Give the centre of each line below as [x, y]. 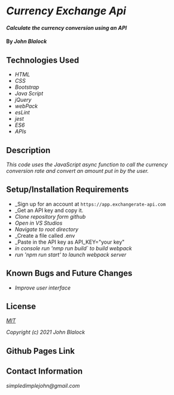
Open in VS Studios [39, 223]
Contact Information [45, 371]
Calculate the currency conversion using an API [67, 27]
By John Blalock [27, 41]
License [21, 307]
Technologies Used [42, 60]
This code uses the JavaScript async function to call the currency [87, 164]
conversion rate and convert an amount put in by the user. [77, 171]
